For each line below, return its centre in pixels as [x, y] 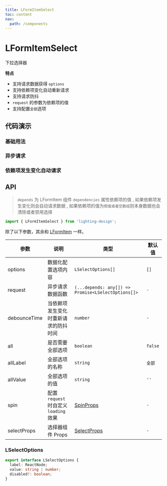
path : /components [29, 24]
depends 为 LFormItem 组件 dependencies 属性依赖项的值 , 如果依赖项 [87, 200]
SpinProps [86, 405]
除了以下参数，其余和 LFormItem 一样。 [46, 232]
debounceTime [25, 318]
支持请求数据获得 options [38, 84]
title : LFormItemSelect [30, 10]
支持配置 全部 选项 [29, 109]
